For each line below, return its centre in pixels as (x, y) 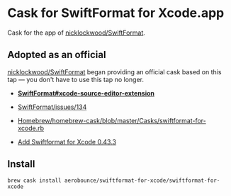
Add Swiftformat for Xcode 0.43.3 (67, 142)
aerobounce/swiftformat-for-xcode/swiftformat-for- (142, 180)
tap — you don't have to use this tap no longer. (75, 79)
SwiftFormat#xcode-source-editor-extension (86, 93)
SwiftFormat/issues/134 (52, 107)
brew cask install (34, 180)
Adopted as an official (57, 55)
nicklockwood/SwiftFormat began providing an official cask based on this (114, 71)
